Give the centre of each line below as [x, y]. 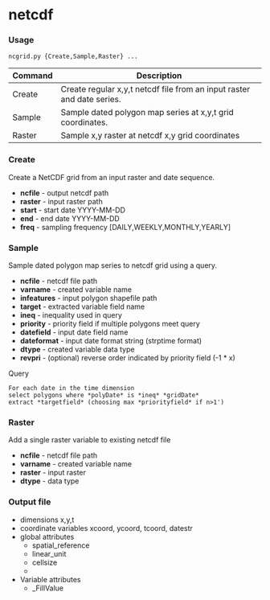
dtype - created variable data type [77, 349]
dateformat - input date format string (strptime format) [111, 341]
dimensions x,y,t [47, 520]
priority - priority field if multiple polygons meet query [110, 324]
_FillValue [48, 588]
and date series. [91, 100]
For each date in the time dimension [72, 388]
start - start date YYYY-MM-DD [73, 210]
